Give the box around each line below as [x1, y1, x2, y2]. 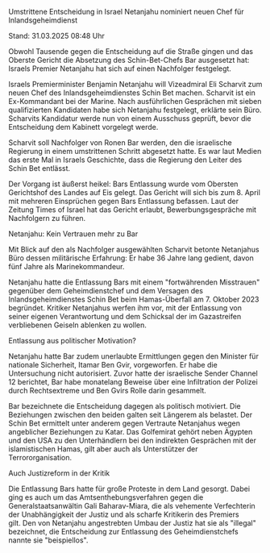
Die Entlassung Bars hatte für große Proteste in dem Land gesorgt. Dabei [8, 484, 251, 493]
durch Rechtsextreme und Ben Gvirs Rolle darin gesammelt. [8, 386, 207, 395]
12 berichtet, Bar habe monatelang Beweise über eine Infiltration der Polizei [8, 377, 258, 386]
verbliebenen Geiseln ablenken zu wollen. [8, 320, 147, 330]
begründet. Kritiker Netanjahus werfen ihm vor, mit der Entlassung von [8, 303, 242, 313]
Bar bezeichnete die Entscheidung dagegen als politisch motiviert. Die [8, 401, 241, 410]
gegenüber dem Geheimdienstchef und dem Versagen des [8, 286, 204, 295]
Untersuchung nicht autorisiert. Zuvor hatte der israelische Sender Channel [8, 368, 258, 378]
